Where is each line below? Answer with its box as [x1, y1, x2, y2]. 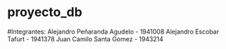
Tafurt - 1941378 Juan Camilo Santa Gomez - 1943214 [7, 34, 164, 43]
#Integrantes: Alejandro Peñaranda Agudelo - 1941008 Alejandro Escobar [7, 27, 220, 36]
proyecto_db [7, 4, 83, 20]
